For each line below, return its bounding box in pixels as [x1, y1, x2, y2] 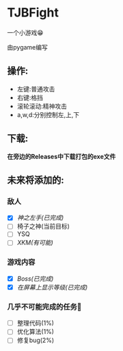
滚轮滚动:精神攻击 [16, 102, 67, 110]
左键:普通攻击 [16, 85, 55, 93]
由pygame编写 [7, 43, 48, 51]
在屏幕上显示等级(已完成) [16, 283, 87, 291]
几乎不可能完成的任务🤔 [7, 301, 82, 311]
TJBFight [7, 5, 59, 21]
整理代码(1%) [16, 319, 55, 328]
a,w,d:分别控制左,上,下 [16, 110, 80, 118]
